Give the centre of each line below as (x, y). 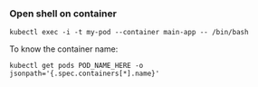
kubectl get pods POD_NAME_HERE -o (76, 66)
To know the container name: (64, 49)
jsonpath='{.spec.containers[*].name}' (85, 74)
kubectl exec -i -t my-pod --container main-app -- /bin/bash (129, 33)
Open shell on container (63, 14)
